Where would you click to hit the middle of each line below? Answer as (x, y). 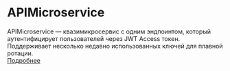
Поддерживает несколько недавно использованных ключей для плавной (115, 46)
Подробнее (24, 60)
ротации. (20, 53)
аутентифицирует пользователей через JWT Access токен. (94, 38)
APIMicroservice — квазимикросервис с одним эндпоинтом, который (109, 31)
